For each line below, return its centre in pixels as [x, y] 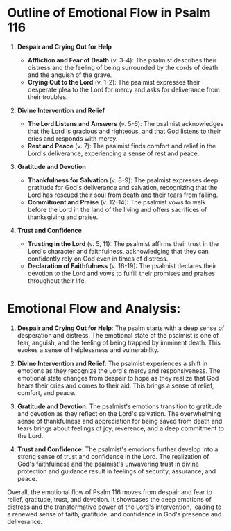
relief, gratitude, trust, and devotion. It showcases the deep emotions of [109, 499]
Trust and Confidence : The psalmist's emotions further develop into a [118, 449]
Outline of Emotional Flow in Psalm [109, 13]
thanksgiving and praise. [63, 217]
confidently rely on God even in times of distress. [98, 259]
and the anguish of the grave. [70, 75]
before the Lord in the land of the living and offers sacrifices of [117, 209]
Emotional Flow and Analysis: [94, 309]
